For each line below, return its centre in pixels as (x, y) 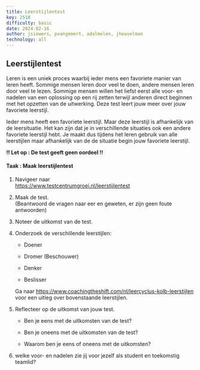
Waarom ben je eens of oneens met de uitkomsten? (87, 344)
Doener (33, 245)
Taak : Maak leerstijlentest (40, 166)
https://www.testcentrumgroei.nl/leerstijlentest (72, 186)
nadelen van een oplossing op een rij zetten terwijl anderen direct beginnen (99, 97)
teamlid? (25, 362)
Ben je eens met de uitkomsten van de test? (78, 321)
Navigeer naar (32, 180)
